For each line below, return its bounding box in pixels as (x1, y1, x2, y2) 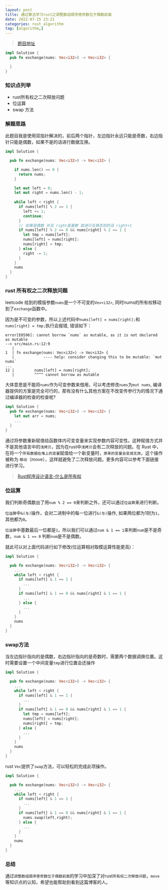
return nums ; (18, 172, 46, 177)
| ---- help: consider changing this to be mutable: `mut (11, 355, 162, 360)
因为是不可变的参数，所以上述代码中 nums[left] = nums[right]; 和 (5, 316, 140, 322)
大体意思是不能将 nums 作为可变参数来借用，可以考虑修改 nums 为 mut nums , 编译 (5, 382, 162, 388)
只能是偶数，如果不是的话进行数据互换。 (9, 139, 93, 145)
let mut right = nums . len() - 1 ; (14, 190, 84, 195)
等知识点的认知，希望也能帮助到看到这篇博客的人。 (5, 879, 110, 885)
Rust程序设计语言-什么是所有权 (17, 473, 81, 479)
